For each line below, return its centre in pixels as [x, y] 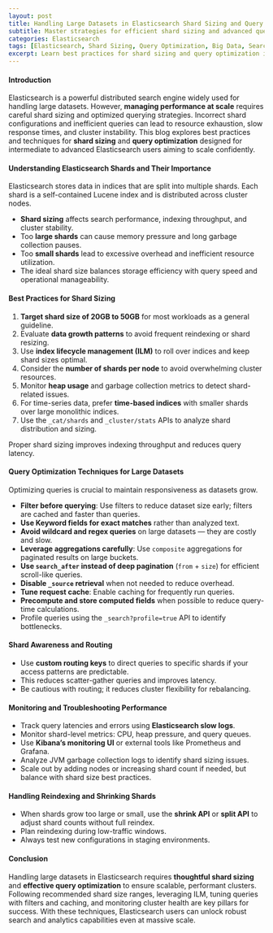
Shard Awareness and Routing [61, 645]
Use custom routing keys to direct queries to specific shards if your [134, 663]
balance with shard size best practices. [86, 778]
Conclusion [28, 859]
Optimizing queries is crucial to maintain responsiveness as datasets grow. [133, 489]
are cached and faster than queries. [80, 514]
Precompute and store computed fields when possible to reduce [130, 600]
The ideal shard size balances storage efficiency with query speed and [139, 271]
